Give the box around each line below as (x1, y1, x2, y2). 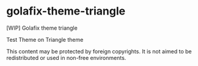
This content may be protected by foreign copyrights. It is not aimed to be (6, 47, 192, 55)
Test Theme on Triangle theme (6, 36, 84, 43)
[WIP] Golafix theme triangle (6, 24, 78, 31)
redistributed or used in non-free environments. (6, 54, 127, 61)
